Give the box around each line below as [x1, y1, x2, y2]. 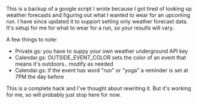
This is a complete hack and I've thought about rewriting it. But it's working [6, 85, 191, 92]
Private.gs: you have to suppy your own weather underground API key [14, 47, 188, 55]
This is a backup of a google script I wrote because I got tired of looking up [6, 5, 192, 12]
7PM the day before [14, 73, 64, 80]
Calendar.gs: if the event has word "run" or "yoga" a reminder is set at [14, 67, 188, 74]
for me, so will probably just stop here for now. [6, 91, 121, 98]
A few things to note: [6, 36, 58, 43]
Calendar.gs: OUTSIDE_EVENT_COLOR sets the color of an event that [14, 54, 186, 61]
